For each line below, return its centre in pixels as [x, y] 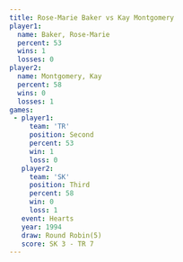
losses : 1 [35, 101]
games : [22, 110]
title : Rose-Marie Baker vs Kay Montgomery [92, 18]
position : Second [61, 135]
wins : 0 [32, 93]
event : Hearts [48, 218]
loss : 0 [44, 160]
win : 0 [41, 202]
